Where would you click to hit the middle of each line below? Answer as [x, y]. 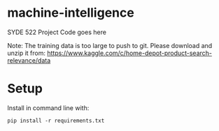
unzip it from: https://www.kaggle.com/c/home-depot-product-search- [109, 53]
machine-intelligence [71, 13]
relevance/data [29, 60]
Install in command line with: [48, 108]
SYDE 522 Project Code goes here [57, 32]
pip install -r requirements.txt [56, 121]
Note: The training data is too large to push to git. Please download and [110, 45]
